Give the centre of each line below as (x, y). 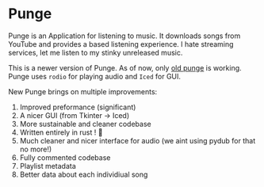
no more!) (36, 149)
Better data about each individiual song (84, 174)
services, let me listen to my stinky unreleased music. (96, 52)
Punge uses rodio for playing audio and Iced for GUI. (94, 76)
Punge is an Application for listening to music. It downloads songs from (124, 36)
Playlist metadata (48, 166)
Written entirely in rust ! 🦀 (61, 132)
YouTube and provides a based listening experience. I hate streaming (121, 44)
